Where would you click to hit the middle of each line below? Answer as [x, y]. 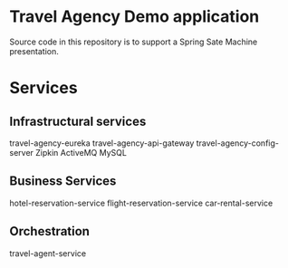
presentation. [34, 51]
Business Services [63, 182]
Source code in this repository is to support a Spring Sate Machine [134, 42]
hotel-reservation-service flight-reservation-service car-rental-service [141, 203]
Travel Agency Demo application [134, 17]
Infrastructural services [78, 121]
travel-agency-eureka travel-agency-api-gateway [102, 143]
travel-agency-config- [237, 143]
